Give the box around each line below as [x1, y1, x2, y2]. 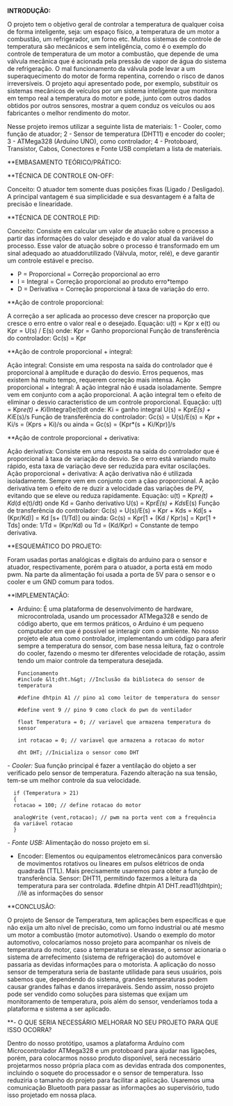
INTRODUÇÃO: [7, 7, 51, 15]
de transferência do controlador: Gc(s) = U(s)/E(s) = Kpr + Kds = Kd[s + [7, 506, 213, 515]
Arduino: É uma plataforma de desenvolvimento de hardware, [17, 605, 193, 613]
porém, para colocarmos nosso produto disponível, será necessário [7, 1054, 202, 1062]
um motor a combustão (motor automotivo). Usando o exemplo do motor [7, 930, 216, 939]
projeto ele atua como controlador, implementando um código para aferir [17, 634, 226, 642]
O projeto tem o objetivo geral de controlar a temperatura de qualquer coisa [7, 20, 225, 28]
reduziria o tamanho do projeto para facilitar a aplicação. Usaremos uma [7, 1076, 214, 1084]
